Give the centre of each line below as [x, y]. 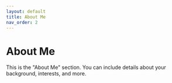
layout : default [26, 11]
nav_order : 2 [22, 22]
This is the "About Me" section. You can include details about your [86, 67]
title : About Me [26, 17]
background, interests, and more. [46, 74]
